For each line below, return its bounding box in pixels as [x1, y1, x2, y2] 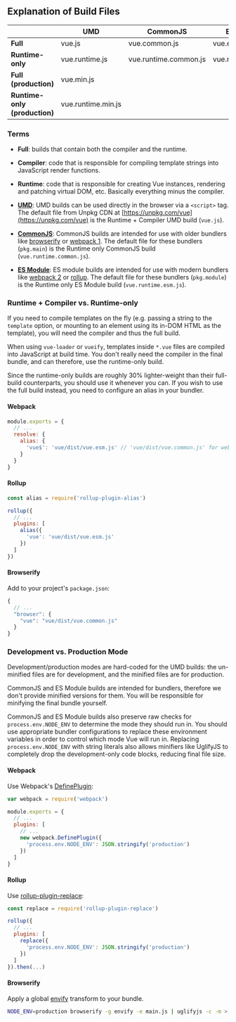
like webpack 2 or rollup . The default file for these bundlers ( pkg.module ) [17, 273, 227, 282]
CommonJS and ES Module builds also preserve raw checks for [7, 712, 192, 721]
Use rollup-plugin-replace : [7, 891, 84, 900]
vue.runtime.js [60, 54, 108, 64]
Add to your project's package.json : [7, 583, 110, 592]
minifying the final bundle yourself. [7, 699, 107, 707]
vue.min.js [60, 74, 95, 84]
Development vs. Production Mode [7, 647, 129, 657]
